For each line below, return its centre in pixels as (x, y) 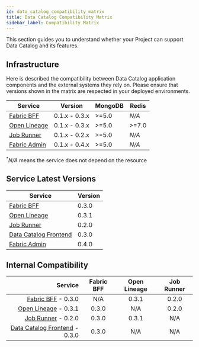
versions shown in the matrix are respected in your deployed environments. (98, 91)
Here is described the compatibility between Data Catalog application (91, 79)
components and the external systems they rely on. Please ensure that (92, 85)
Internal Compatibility (47, 265)
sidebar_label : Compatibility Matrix (53, 23)
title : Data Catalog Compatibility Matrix (59, 17)
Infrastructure (33, 64)
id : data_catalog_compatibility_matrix (55, 12)
